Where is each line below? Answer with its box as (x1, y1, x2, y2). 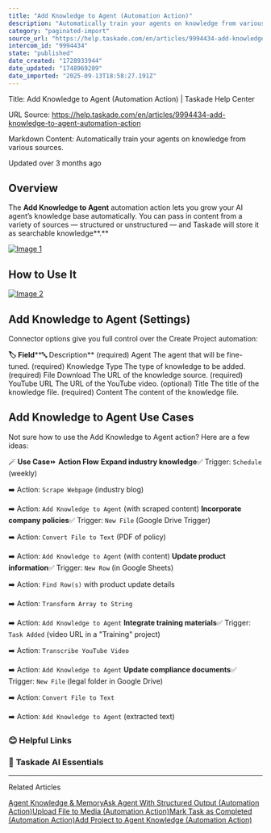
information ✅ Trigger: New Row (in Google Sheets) (8, 563, 174, 572)
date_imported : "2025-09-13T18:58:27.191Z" (8, 72, 157, 80)
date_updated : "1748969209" (8, 65, 103, 73)
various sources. (8, 142, 65, 152)
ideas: (8, 441, 29, 450)
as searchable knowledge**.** (8, 228, 109, 238)
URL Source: (8, 110, 51, 119)
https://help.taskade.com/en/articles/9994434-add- (52, 110, 226, 119)
